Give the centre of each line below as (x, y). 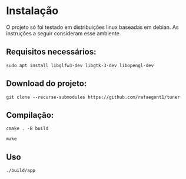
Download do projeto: (46, 84)
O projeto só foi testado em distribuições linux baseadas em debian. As (92, 27)
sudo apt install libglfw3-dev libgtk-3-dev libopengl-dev (80, 65)
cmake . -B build (27, 129)
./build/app (21, 171)
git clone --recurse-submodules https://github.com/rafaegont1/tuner (93, 97)
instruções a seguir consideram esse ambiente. (64, 33)
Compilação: (30, 115)
